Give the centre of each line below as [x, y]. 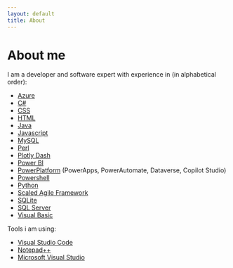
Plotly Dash [34, 155]
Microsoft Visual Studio [51, 257]
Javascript [33, 133]
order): [17, 82]
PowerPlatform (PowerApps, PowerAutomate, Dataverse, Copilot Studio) [122, 170]
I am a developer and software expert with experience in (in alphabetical [112, 75]
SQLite [27, 200]
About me [36, 55]
